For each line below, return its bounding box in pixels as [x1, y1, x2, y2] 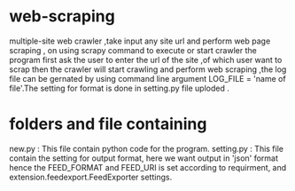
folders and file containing [9, 114, 207, 134]
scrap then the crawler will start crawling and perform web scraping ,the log [9, 64, 287, 75]
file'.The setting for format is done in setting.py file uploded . [9, 83, 230, 93]
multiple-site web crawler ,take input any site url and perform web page [9, 36, 271, 46]
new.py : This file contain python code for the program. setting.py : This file [9, 143, 283, 154]
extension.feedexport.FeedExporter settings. [9, 171, 173, 182]
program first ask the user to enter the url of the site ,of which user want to [9, 54, 283, 65]
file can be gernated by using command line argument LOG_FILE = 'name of [9, 73, 286, 84]
